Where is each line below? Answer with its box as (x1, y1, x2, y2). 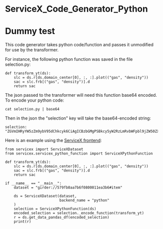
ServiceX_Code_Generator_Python (5, 3, 148, 15)
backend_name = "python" (59, 198, 110, 203)
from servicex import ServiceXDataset (5, 147, 83, 152)
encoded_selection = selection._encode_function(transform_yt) (14, 211, 145, 216)
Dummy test (5, 26, 55, 37)
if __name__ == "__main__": (5, 181, 62, 186)
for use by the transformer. (5, 47, 59, 53)
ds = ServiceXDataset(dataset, (14, 194, 77, 199)
